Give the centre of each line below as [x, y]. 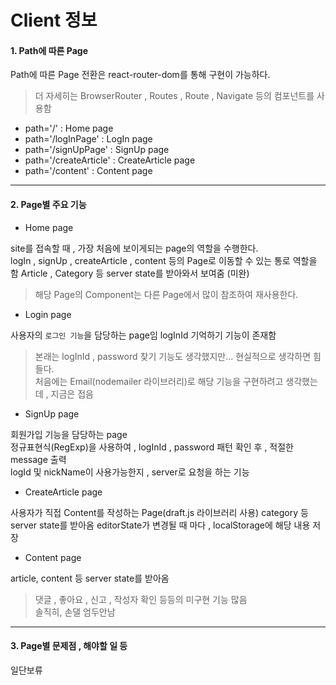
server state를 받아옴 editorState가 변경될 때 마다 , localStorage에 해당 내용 [160, 525]
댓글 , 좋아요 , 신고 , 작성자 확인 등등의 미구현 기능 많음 [141, 599]
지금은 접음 [72, 393]
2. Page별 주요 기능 [48, 204]
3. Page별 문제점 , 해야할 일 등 [69, 646]
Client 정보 [54, 20]
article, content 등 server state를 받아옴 [90, 578]
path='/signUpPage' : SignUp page [97, 150]
